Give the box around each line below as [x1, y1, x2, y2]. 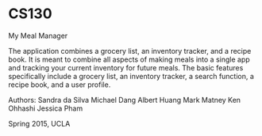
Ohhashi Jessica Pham [8, 104, 83, 113]
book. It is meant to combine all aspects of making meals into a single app [8, 55, 250, 64]
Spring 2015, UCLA [8, 119, 71, 128]
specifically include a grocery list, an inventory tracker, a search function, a [8, 71, 254, 81]
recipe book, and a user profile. [8, 80, 111, 89]
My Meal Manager [8, 31, 68, 40]
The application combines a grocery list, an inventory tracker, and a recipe [8, 46, 252, 55]
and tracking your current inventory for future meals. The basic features [8, 62, 244, 72]
